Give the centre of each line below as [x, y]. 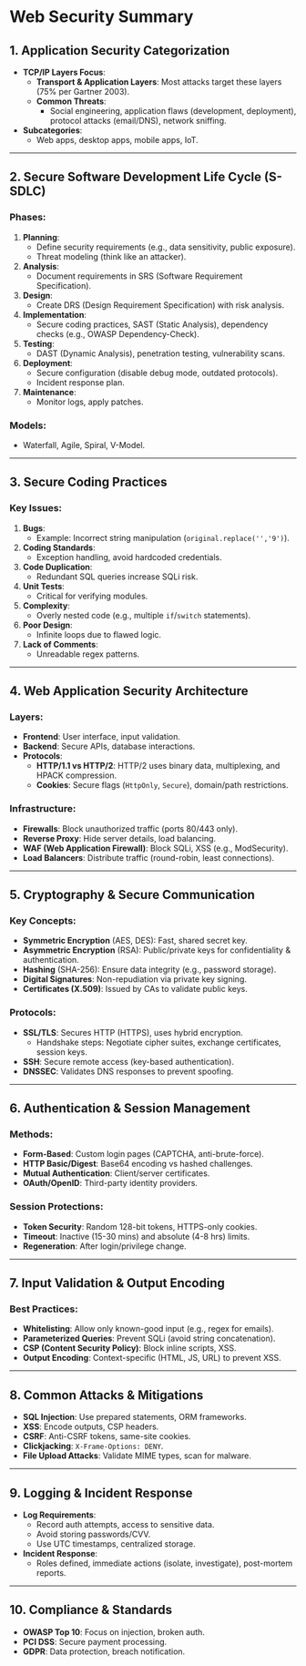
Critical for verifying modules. [92, 596]
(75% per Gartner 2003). [83, 92]
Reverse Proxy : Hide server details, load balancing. [119, 838]
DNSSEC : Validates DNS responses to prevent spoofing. [128, 1071]
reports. [51, 1572]
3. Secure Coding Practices [88, 482]
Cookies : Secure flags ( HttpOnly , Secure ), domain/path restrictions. [162, 785]
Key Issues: [36, 508]
